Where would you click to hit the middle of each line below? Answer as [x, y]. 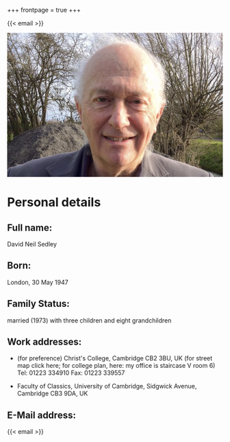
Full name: [30, 228]
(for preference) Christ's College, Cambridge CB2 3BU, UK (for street [115, 358]
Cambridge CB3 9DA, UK [52, 393]
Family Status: [38, 304]
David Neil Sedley [32, 244]
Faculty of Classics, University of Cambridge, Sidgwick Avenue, [107, 386]
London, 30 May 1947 [38, 282]
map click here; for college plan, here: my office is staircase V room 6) [116, 366]
